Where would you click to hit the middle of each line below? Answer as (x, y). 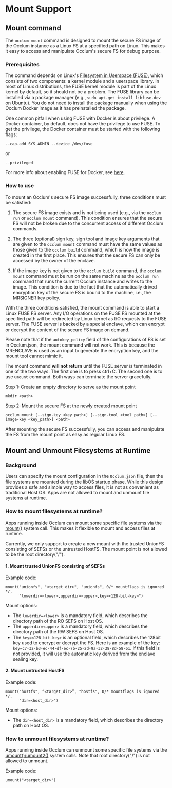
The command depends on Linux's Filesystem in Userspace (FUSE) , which (84, 75)
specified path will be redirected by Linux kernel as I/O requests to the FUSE (86, 318)
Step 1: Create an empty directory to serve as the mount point (71, 387)
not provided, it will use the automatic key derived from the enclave (84, 654)
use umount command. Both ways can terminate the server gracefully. (79, 377)
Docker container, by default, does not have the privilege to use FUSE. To (83, 124)
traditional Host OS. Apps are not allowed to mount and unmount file (78, 493)
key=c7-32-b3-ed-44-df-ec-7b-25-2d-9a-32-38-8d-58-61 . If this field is (86, 648)
